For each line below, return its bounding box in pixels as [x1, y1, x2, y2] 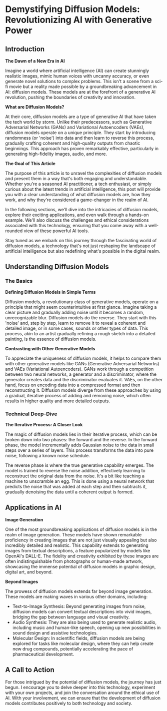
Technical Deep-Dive [5, 410, 57, 417]
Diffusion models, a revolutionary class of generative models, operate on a [5, 299, 159, 305]
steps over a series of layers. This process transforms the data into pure [5, 447, 154, 453]
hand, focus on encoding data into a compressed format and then [5, 382, 141, 388]
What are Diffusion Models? [5, 104, 64, 110]
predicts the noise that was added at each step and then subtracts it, [5, 483, 147, 489]
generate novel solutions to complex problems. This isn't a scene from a [5, 79, 154, 84]
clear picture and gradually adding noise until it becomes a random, [5, 309, 144, 315]
